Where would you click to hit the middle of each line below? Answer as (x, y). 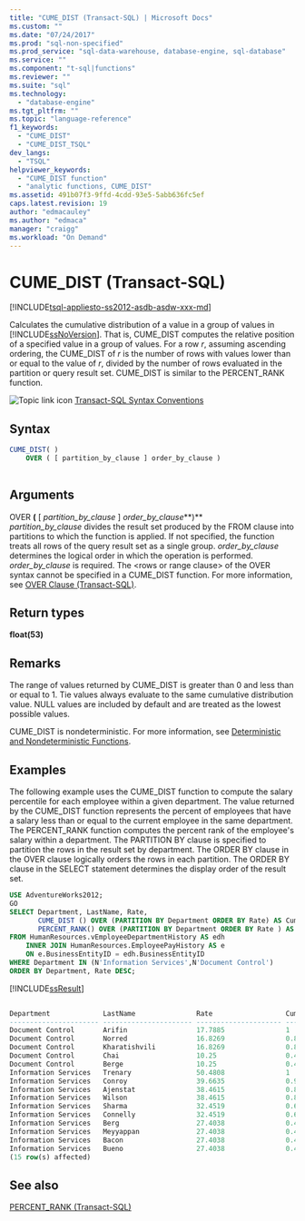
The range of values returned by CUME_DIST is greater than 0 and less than (152, 685)
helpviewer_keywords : (50, 170)
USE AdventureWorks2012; (56, 895)
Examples (38, 769)
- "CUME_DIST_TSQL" (54, 144)
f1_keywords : (34, 128)
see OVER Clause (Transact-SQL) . (73, 584)
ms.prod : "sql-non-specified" (67, 43)
